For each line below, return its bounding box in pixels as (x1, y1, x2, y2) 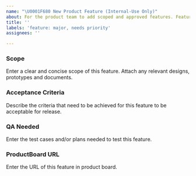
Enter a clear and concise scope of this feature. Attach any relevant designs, (6, 68, 190, 75)
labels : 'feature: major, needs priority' (6, 24, 111, 31)
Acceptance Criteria (6, 89, 65, 97)
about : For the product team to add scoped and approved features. (6, 14, 174, 20)
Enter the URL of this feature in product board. (6, 164, 118, 171)
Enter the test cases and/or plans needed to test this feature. (6, 136, 152, 143)
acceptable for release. (6, 108, 62, 115)
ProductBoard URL (6, 150, 60, 158)
